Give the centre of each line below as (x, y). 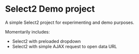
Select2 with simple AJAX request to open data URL (65, 46)
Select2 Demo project (50, 9)
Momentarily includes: (27, 32)
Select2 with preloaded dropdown (46, 41)
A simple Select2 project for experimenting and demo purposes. (70, 22)
